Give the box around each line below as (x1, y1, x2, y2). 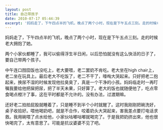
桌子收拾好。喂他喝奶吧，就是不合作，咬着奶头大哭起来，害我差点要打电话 (5, 108, 154, 114)
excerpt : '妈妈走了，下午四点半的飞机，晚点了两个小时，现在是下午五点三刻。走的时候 (5, 20, 157, 26)
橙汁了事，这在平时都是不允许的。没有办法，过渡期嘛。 (17, 92, 129, 97)
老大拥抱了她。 (5, 41, 35, 47)
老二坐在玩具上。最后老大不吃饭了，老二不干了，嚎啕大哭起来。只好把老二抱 (5, 73, 158, 79)
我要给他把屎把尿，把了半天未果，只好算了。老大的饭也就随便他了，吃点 (9, 85, 154, 91)
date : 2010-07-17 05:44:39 (5, 16, 60, 21)
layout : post (5, 7, 32, 12)
